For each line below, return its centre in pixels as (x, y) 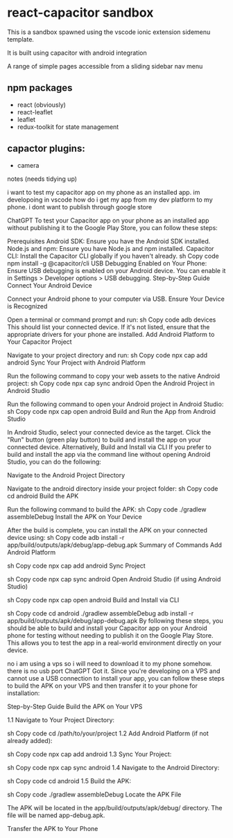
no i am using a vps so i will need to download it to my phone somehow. (110, 663)
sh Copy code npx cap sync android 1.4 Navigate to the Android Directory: (113, 767)
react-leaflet (35, 112)
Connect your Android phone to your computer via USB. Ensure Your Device (116, 299)
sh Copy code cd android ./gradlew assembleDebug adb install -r (101, 613)
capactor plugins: (46, 149)
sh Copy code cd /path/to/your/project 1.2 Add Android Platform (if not (108, 733)
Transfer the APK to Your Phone (53, 828)
